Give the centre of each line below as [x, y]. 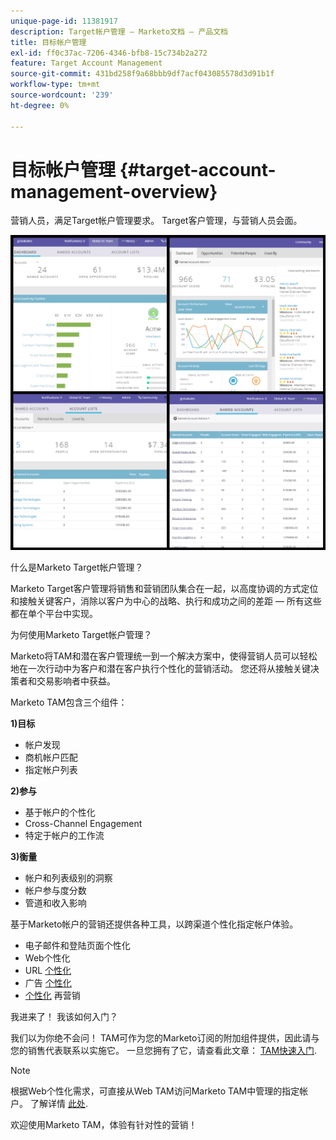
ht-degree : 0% [40, 105]
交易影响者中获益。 [76, 681]
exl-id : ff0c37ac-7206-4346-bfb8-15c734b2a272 [109, 53]
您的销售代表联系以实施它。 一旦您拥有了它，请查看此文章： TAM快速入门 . [164, 1051]
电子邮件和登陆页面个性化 [77, 946]
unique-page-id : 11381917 [64, 21]
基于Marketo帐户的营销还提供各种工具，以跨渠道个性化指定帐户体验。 [154, 924]
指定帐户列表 [51, 770]
